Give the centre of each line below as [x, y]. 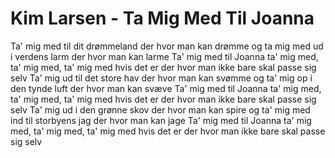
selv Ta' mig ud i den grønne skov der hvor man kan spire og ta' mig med [160, 109]
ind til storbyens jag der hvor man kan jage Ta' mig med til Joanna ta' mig [161, 120]
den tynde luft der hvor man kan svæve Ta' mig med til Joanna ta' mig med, [166, 88]
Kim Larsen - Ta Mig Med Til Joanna [162, 18]
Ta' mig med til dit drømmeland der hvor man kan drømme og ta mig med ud [167, 46]
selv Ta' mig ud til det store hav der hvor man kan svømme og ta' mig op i [161, 78]
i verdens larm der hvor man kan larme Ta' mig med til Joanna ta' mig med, [164, 56]
